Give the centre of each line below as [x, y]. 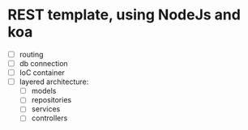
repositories [51, 100]
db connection [43, 63]
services [46, 109]
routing [31, 54]
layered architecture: [54, 82]
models [44, 91]
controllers [49, 118]
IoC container [42, 73]
